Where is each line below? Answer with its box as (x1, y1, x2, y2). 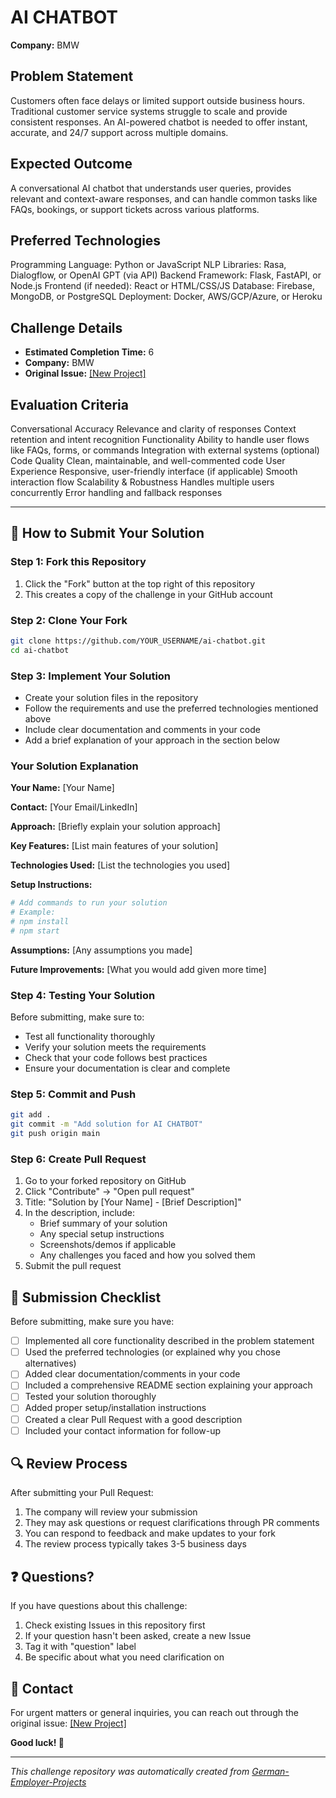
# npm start (10, 926, 60, 936)
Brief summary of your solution (39, 1217, 168, 1230)
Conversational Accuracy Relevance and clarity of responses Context (10, 423, 297, 435)
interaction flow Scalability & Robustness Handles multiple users (10, 476, 275, 488)
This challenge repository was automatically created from (10, 1766, 250, 1778)
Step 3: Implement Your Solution (10, 669, 172, 683)
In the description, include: (24, 1207, 135, 1219)
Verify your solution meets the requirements (24, 1041, 207, 1053)
